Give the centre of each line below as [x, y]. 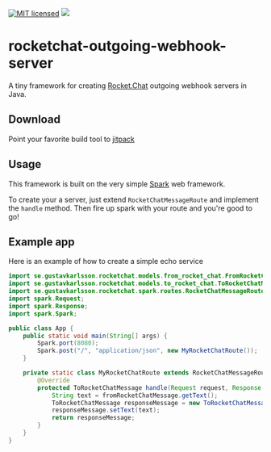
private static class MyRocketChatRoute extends [106, 373]
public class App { [41, 328]
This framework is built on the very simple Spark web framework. [117, 184]
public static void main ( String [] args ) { [95, 336]
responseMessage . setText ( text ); [106, 410]
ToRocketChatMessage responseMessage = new [125, 403]
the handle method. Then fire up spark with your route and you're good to [130, 208]
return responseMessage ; [93, 418]
